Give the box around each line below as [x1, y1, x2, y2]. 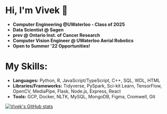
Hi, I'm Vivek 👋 [5, 5, 68, 16]
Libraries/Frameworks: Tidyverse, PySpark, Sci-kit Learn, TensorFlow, [12, 83, 162, 89]
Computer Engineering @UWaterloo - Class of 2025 [12, 21, 125, 27]
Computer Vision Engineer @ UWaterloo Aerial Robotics [12, 37, 134, 44]
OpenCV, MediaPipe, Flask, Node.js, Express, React [12, 88, 121, 94]
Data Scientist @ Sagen [12, 26, 64, 32]
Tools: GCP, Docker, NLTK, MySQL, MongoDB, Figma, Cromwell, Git [12, 93, 155, 99]
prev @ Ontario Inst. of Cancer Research [12, 32, 100, 38]
